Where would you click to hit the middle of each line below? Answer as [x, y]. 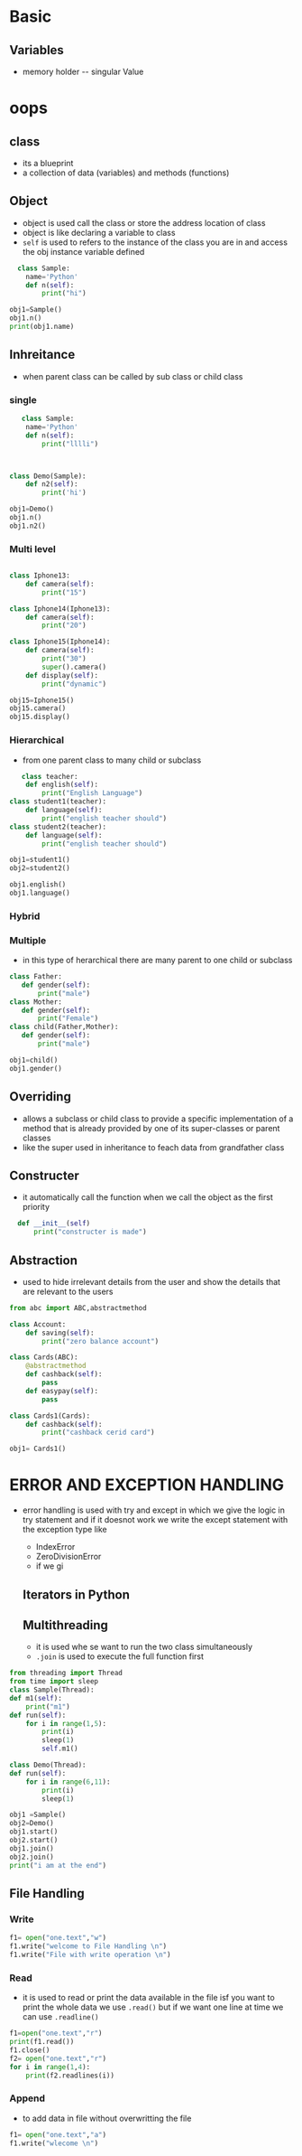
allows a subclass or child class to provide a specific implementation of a [158, 1119]
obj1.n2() [28, 526]
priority [36, 1207]
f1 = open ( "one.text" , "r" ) [56, 2034]
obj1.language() [40, 893]
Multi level [32, 548]
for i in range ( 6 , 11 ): [68, 1782]
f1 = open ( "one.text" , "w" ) [58, 1938]
